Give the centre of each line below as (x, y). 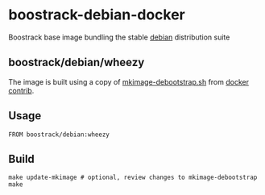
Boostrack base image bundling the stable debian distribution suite (119, 37)
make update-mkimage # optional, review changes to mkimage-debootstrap (133, 178)
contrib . (21, 90)
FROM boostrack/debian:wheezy (59, 135)
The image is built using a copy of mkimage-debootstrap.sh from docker (129, 81)
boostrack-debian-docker (97, 15)
